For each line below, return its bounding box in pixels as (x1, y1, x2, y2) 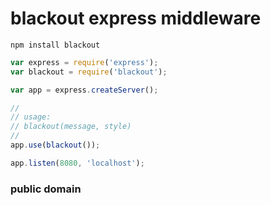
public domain (10, 182, 82, 196)
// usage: (10, 112, 52, 122)
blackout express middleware (10, 7, 262, 30)
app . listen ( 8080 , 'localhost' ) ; (10, 158, 145, 168)
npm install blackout (10, 40, 101, 50)
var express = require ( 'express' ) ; (10, 57, 159, 67)
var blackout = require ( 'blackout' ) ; (10, 67, 168, 77)
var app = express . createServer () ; (10, 85, 159, 95)
